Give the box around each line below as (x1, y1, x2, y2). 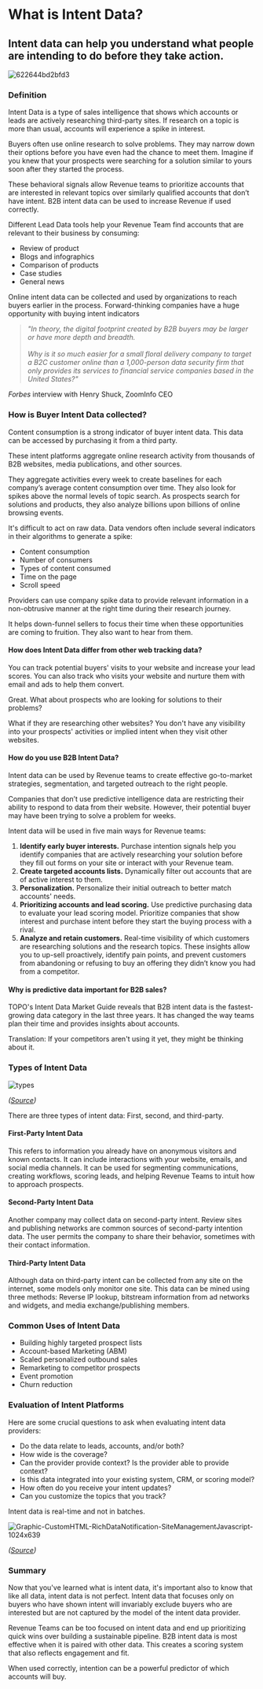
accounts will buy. (8, 1672, 67, 1681)
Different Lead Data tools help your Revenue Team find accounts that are (8, 220, 244, 230)
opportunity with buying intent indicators (8, 309, 140, 319)
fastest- (228, 1002, 254, 1012)
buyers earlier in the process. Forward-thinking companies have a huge (8, 301, 239, 310)
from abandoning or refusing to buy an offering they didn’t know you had (19, 958, 256, 968)
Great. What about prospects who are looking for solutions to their (8, 695, 222, 704)
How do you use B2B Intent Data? (8, 753, 119, 762)
